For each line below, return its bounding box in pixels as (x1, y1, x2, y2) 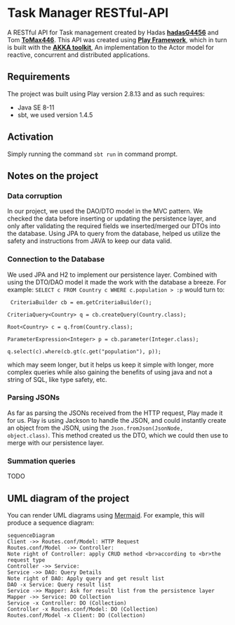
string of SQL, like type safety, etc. (7, 375, 107, 383)
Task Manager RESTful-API (7, 5, 169, 21)
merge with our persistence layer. (7, 438, 105, 447)
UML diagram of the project (7, 492, 130, 504)
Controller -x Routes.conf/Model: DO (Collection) (7, 605, 159, 612)
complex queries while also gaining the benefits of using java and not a (7, 367, 213, 376)
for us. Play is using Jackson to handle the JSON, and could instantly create (7, 416, 227, 424)
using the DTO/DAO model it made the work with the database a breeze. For (7, 277, 227, 286)
